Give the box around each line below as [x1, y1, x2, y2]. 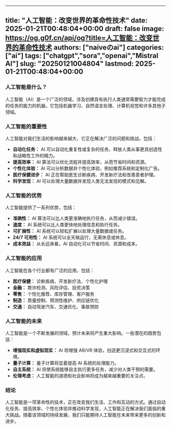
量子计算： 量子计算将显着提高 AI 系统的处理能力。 [12, 360, 120, 366]
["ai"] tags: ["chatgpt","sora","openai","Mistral [5, 51, 159, 60]
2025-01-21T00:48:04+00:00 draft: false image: [5, 24, 164, 33]
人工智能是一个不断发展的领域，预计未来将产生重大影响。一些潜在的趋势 [5, 330, 157, 336]
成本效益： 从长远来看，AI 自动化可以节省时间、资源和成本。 [12, 241, 140, 247]
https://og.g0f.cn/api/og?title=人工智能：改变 [5, 34, 153, 42]
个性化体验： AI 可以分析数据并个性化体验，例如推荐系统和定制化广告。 [12, 165, 163, 171]
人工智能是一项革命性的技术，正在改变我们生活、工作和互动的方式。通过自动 [5, 399, 166, 405]
